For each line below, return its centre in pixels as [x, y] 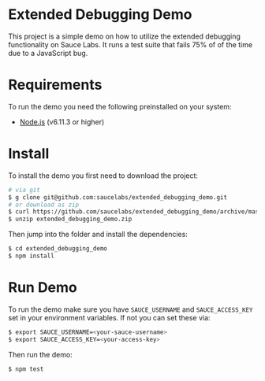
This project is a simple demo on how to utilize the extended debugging [124, 36]
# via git [24, 190]
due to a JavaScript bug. [48, 53]
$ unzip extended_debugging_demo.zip [70, 219]
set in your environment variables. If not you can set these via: [109, 317]
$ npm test [26, 369]
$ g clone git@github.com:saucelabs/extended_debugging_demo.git [118, 197]
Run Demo [43, 288]
